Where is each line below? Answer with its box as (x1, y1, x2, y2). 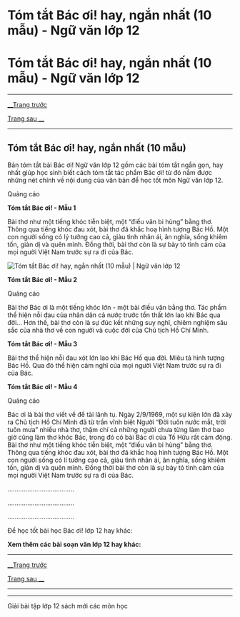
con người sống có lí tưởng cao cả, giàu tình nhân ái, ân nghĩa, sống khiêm (7, 456, 226, 464)
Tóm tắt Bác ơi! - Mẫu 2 (7, 275, 77, 284)
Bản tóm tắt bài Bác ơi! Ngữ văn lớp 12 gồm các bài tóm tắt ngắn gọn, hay (7, 161, 224, 169)
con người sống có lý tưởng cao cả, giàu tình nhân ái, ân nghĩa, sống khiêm (7, 232, 228, 241)
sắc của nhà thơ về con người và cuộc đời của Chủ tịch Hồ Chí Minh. (7, 326, 209, 334)
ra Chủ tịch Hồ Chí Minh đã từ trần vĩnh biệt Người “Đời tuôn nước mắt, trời (7, 418, 226, 426)
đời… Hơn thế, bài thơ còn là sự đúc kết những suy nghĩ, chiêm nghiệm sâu (7, 318, 228, 326)
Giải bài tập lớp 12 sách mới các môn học (7, 601, 129, 610)
